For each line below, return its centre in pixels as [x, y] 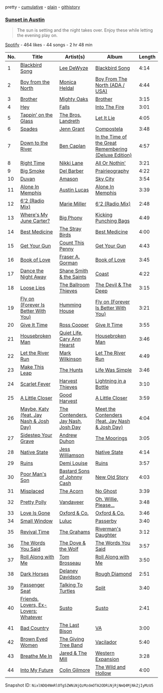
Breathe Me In [36, 656]
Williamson [72, 455]
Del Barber [71, 171]
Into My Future [37, 670]
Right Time [33, 163]
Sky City [105, 179]
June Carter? [35, 221]
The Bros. [70, 115]
